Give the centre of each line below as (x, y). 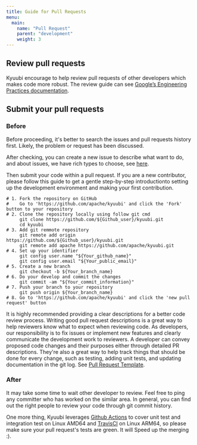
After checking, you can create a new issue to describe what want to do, (95, 157)
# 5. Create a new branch (38, 266)
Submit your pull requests (55, 109)
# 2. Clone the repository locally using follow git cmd (78, 214)
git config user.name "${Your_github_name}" (76, 256)
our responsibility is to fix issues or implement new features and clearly (93, 333)
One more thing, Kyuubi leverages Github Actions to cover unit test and (93, 417)
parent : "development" (45, 34)
